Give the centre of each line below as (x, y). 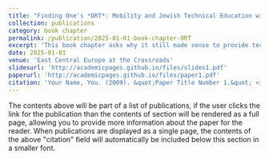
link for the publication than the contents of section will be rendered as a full (134, 113)
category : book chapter (48, 30)
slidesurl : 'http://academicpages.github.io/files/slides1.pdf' (118, 68)
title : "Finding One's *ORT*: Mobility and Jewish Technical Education (130, 16)
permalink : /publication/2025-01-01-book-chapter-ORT (100, 38)
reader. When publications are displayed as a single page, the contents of (130, 131)
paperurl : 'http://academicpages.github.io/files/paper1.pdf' (114, 75)
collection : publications (51, 23)
